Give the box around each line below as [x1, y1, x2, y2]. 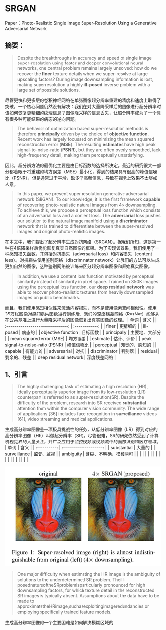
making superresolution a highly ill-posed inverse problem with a [17, 81, 150, 87]
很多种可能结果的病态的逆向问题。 [9, 116, 79, 122]
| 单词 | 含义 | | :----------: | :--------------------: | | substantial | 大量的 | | [5, 444, 155, 450]
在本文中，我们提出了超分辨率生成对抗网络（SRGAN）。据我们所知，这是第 [5, 239, 157, 245]
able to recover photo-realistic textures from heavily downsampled [17, 289, 153, 295]
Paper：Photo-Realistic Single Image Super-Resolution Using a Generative [5, 20, 157, 26]
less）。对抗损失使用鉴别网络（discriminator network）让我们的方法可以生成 [5, 257, 160, 263]
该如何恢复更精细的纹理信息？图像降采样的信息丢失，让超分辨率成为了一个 [5, 110, 157, 116]
